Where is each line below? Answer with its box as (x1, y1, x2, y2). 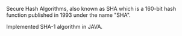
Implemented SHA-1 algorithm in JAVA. (6, 23, 103, 30)
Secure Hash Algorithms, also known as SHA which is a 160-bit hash (6, 5, 177, 12)
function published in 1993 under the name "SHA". (6, 11, 131, 19)
